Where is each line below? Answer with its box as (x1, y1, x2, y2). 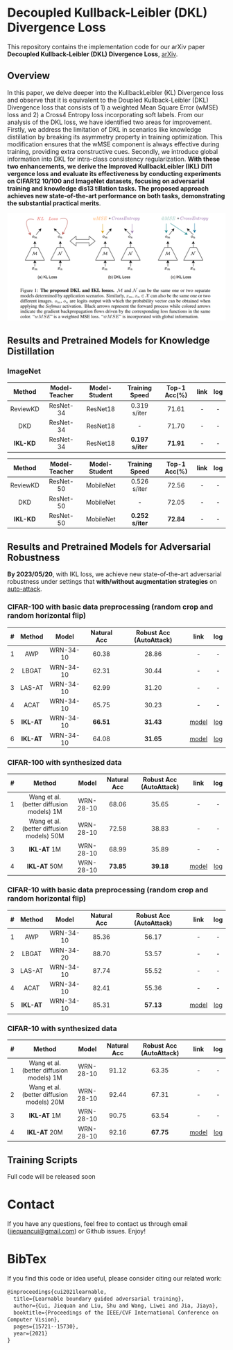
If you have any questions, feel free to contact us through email (7, 1219, 189, 1228)
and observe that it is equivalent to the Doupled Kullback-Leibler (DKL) (7, 96, 209, 104)
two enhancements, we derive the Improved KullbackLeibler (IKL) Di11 (7, 162, 213, 171)
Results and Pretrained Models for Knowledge (7, 334, 210, 346)
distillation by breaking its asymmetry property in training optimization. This (7, 132, 223, 141)
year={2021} (13, 1330, 49, 1337)
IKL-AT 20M (26, 1128, 64, 1136)
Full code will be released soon (7, 1172, 96, 1181)
